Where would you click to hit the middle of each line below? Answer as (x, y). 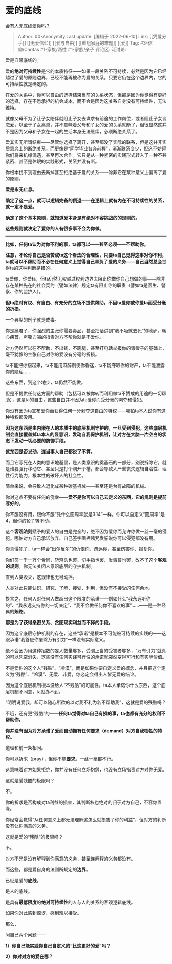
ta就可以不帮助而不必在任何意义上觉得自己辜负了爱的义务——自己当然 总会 (84, 261)
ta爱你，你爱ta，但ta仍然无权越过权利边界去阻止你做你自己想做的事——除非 (85, 279)
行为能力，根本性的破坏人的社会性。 (48, 475)
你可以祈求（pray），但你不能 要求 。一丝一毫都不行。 (61, 759)
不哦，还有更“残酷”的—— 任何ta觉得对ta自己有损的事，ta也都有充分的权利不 (85, 713)
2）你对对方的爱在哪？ (29, 956)
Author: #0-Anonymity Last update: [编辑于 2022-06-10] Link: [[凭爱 (90, 36)
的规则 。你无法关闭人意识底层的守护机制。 (50, 566)
